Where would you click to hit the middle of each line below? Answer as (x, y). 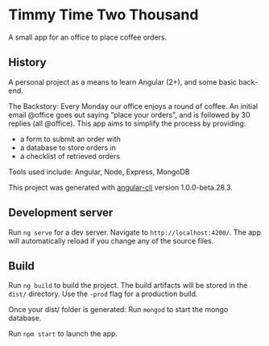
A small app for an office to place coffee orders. (88, 37)
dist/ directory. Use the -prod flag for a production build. (103, 294)
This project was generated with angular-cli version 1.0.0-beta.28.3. (121, 187)
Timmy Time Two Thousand (103, 15)
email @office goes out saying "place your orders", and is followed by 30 (129, 115)
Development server (61, 213)
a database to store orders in (68, 148)
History (27, 63)
